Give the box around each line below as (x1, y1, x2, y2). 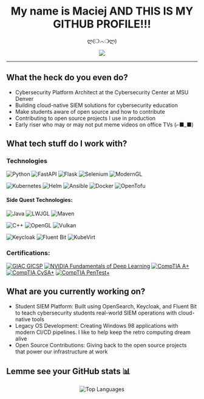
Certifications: (6, 248, 50, 257)
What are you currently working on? (6, 286, 146, 297)
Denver (15, 95, 34, 102)
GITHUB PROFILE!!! (53, 17, 151, 31)
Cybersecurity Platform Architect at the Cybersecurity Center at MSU (15, 88, 189, 95)
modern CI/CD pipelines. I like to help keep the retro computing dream (15, 328, 191, 336)
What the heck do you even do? (6, 72, 129, 83)
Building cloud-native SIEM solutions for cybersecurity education (15, 102, 178, 109)
